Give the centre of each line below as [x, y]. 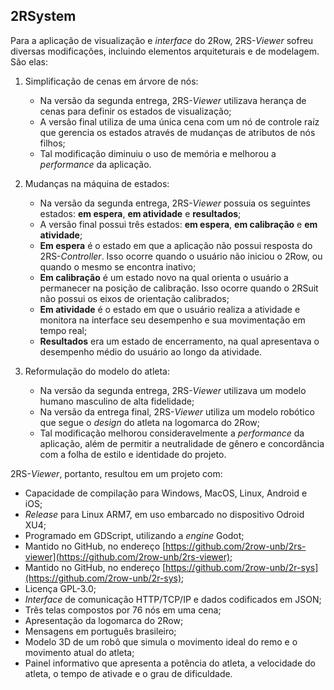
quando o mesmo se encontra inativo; [118, 266]
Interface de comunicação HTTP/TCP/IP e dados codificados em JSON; [173, 599]
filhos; [52, 143]
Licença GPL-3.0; [60, 588]
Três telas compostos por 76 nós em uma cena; [123, 610]
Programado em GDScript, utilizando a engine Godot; [134, 535]
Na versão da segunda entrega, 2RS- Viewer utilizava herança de [173, 100]
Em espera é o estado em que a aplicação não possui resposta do [176, 245]
